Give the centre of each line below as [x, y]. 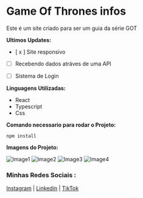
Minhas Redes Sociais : [41, 175]
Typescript [29, 107]
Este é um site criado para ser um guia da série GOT [72, 28]
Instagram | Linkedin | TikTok [43, 188]
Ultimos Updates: [29, 40]
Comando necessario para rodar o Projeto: [61, 125]
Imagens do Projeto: [33, 147]
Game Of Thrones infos [66, 11]
